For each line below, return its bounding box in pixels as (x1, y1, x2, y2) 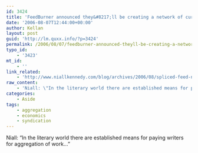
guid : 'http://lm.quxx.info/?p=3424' (6, 36, 99, 42)
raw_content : (6, 80, 38, 86)
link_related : (6, 69, 41, 75)
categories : (6, 91, 35, 97)
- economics (16, 112, 46, 118)
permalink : (6, 42, 33, 48)
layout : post (6, 31, 38, 36)
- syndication (16, 118, 51, 124)
